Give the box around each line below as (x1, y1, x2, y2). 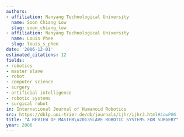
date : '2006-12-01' (6, 47, 54, 52)
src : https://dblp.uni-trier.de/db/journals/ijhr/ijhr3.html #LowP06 (6, 111, 176, 117)
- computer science (6, 79, 54, 85)
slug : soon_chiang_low (11, 24, 67, 31)
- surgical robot (6, 100, 48, 107)
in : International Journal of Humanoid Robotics (6, 106, 127, 112)
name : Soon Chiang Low (11, 19, 67, 25)
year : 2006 (6, 122, 33, 128)
